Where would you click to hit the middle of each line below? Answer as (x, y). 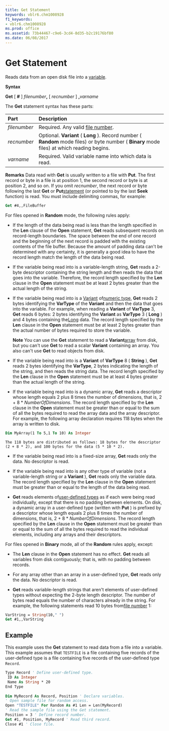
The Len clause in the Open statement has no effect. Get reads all (81, 554)
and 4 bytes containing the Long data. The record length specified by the (88, 319)
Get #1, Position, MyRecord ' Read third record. (58, 719)
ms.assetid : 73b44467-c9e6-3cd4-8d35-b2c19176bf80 (59, 33)
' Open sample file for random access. (47, 701)
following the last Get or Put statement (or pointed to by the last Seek (77, 191)
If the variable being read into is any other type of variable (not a (79, 471)
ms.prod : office (22, 29)
